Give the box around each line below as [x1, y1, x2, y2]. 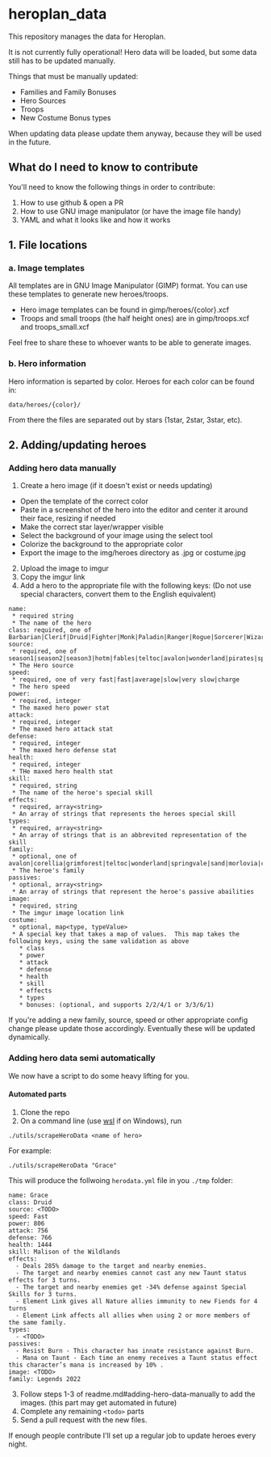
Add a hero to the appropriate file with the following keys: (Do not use [19, 581, 252, 591]
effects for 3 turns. [8, 1276, 81, 1284]
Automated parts [8, 1089, 67, 1099]
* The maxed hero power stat [11, 704, 110, 712]
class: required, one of [8, 626, 92, 634]
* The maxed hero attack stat [11, 725, 114, 734]
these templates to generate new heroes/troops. [8, 289, 169, 299]
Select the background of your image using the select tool [19, 531, 214, 541]
